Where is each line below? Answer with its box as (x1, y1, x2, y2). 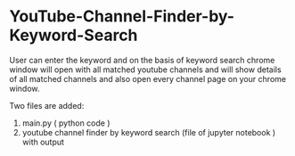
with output (21, 136, 65, 147)
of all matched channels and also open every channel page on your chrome (9, 73, 287, 84)
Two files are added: (9, 100, 85, 111)
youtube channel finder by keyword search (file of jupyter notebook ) (21, 127, 276, 137)
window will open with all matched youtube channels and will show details (9, 64, 283, 75)
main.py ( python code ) (21, 118, 111, 128)
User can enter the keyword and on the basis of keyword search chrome (9, 54, 275, 65)
